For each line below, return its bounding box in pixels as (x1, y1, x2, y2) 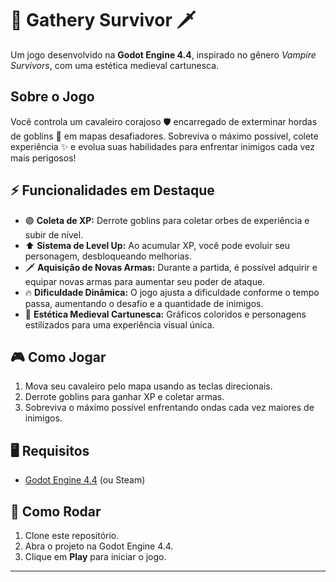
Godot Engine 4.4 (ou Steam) (24, 474, 146, 486)
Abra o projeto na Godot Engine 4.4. (24, 540, 174, 552)
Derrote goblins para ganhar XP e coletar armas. (24, 391, 225, 403)
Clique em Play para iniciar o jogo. (24, 551, 167, 562)
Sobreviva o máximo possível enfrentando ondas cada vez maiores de (24, 402, 315, 414)
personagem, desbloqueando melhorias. (24, 250, 192, 262)
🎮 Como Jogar (10, 348, 107, 366)
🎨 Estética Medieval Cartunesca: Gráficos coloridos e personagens (24, 308, 307, 320)
